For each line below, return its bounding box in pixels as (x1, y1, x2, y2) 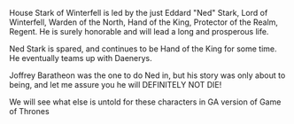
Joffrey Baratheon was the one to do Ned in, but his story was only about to (9, 70, 286, 81)
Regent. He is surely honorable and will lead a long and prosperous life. (9, 27, 269, 36)
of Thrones (9, 106, 50, 116)
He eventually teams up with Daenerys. (9, 53, 152, 63)
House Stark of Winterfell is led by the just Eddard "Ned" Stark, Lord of (9, 8, 268, 18)
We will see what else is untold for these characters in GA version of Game (9, 97, 282, 107)
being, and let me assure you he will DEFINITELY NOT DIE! (9, 80, 222, 89)
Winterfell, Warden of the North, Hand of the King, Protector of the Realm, (9, 17, 279, 27)
